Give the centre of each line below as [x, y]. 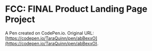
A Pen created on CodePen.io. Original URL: [50, 33]
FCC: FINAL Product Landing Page [76, 9]
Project [20, 19]
